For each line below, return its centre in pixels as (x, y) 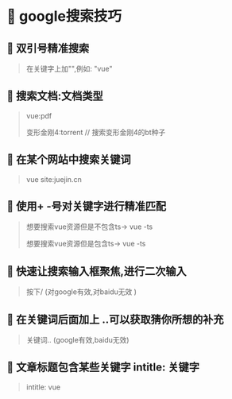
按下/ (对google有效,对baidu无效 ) (81, 292)
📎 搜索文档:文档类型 (55, 96)
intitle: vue (43, 387)
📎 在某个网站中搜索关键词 (69, 160)
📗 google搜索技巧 (64, 16)
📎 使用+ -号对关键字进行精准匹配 (87, 206)
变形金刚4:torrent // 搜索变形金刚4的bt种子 (96, 132)
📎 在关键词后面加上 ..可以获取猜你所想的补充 (115, 319)
